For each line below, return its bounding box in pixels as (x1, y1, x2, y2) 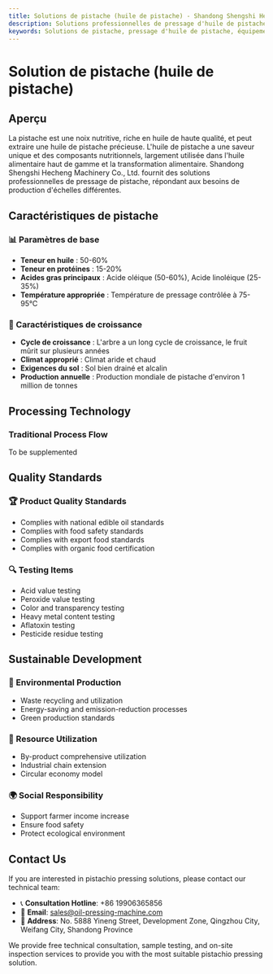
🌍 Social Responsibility (8, 789, 104, 801)
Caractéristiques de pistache (8, 208, 158, 222)
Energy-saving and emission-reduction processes (19, 704, 188, 713)
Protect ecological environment (19, 828, 126, 839)
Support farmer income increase (19, 811, 130, 821)
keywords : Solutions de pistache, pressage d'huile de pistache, (8, 27, 234, 35)
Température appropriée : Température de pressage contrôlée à (19, 290, 237, 300)
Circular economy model (19, 769, 103, 779)
